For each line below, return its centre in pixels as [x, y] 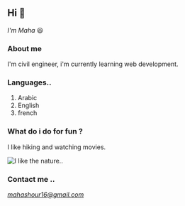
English [28, 105]
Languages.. [29, 82]
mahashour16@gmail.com [46, 195]
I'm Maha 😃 [26, 30]
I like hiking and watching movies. [57, 147]
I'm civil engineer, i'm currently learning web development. [93, 64]
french [27, 113]
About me [25, 48]
